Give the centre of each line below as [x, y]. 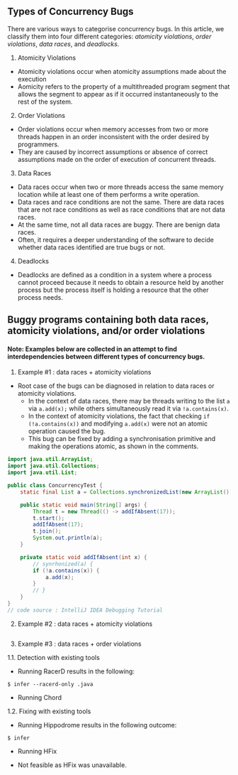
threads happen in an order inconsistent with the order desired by [113, 136]
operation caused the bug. [67, 431]
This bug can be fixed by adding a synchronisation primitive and [122, 439]
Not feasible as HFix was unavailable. [72, 765]
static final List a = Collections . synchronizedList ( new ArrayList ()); [128, 492]
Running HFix [37, 751]
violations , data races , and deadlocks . [63, 44]
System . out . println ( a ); [68, 538]
